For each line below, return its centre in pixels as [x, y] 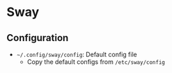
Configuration [38, 38]
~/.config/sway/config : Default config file [77, 54]
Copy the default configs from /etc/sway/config [96, 62]
